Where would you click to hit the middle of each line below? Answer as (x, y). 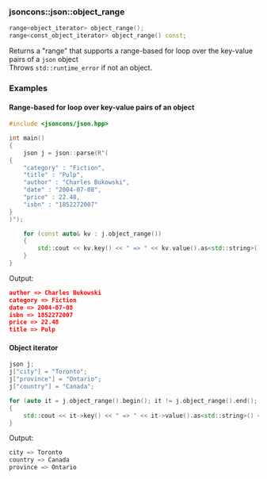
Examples (29, 88)
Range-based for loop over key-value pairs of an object (102, 107)
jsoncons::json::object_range (67, 12)
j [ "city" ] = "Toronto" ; (48, 372)
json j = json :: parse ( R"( (66, 153)
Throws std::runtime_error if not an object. (81, 68)
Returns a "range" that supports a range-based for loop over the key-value (131, 51)
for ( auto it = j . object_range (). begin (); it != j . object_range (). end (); (133, 400)
